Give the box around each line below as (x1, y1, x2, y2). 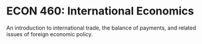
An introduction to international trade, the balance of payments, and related (6, 24, 196, 31)
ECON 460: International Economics (6, 4, 194, 18)
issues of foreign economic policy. (6, 30, 93, 37)
